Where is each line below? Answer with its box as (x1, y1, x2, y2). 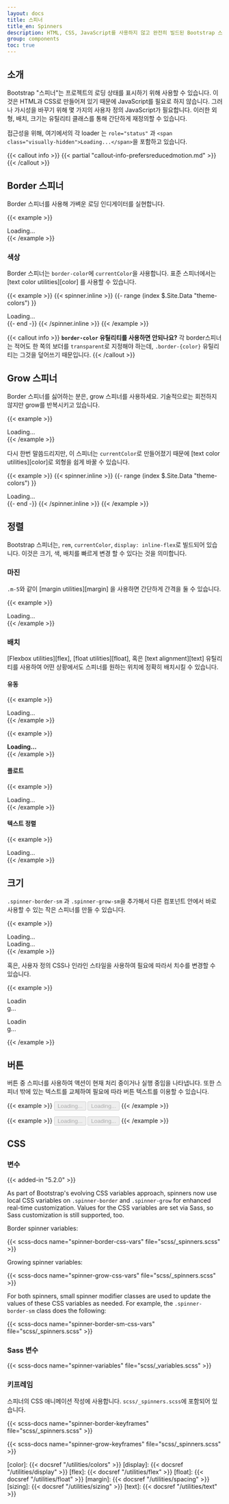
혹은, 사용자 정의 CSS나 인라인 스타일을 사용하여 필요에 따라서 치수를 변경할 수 (7, 961, 216, 970)
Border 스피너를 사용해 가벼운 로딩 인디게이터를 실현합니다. (7, 200, 165, 208)
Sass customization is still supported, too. (7, 1211, 124, 1219)
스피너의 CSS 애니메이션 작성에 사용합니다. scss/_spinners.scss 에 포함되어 (7, 1397, 211, 1405)
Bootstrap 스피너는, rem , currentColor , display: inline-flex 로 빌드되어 (7, 540, 205, 549)
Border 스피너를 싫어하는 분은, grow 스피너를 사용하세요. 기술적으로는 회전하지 (7, 392, 217, 400)
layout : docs (7, 10, 44, 17)
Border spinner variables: (7, 1224, 79, 1232)
